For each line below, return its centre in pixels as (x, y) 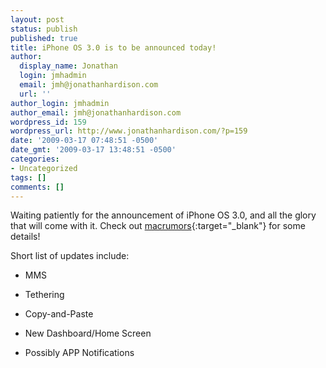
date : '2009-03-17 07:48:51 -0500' (84, 141)
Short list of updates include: (70, 256)
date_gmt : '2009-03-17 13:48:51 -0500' (93, 150)
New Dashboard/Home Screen (88, 333)
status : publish (44, 29)
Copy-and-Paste (59, 314)
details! (25, 237)
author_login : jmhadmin (60, 103)
